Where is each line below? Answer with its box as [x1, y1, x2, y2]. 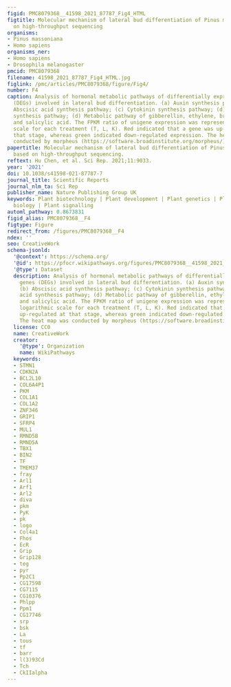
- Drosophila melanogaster [7, 61, 85, 68]
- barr [13, 650, 32, 657]
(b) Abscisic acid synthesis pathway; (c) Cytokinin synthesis [19, 285, 205, 293]
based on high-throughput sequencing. [13, 151, 125, 158]
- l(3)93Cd [13, 657, 45, 664]
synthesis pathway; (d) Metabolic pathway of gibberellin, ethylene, [13, 112, 217, 119]
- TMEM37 [13, 465, 38, 472]
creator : [13, 337, 38, 343]
